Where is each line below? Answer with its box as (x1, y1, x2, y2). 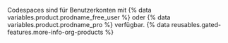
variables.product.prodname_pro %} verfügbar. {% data (7, 21, 170, 28)
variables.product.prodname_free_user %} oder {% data (7, 13, 171, 21)
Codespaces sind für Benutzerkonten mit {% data (7, 6, 152, 14)
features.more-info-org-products (7, 28, 104, 36)
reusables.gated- (171, 21, 222, 28)
